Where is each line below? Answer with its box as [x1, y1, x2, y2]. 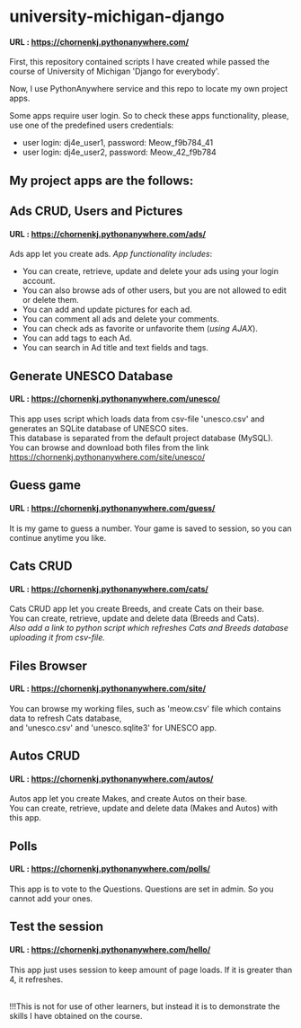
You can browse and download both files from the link [9, 442, 209, 453]
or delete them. [22, 295, 79, 306]
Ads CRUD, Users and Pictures [9, 204, 183, 219]
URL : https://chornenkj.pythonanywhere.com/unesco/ [9, 394, 221, 404]
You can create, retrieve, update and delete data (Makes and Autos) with [9, 802, 279, 814]
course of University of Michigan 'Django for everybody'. [9, 66, 220, 77]
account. [22, 276, 56, 287]
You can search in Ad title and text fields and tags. [22, 342, 209, 353]
